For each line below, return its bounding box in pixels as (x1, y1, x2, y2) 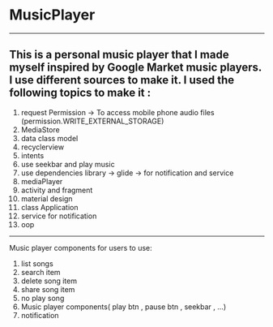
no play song (20, 293, 65, 303)
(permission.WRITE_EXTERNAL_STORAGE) (20, 116, 164, 126)
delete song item (20, 276, 78, 286)
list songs (20, 258, 53, 269)
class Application (20, 202, 79, 212)
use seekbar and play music (20, 159, 116, 169)
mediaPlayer (20, 176, 63, 186)
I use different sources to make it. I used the (9, 73, 235, 87)
